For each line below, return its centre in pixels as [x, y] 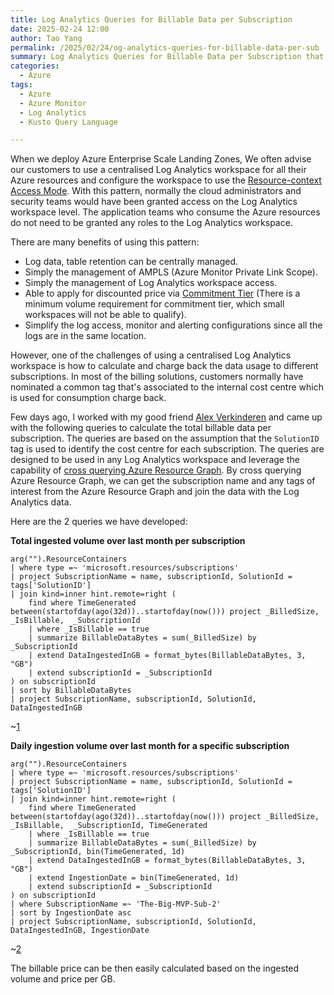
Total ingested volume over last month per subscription [128, 541]
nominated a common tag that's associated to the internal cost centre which [167, 387]
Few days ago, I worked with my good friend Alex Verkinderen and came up [166, 417]
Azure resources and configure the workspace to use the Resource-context [166, 180]
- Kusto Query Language [68, 122]
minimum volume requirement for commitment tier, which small [154, 304]
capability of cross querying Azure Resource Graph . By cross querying [156, 470]
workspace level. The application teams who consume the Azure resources [165, 212]
